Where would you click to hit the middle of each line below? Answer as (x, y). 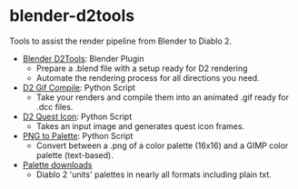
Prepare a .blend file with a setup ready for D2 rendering (142, 68)
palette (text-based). (74, 154)
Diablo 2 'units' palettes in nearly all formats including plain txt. (154, 174)
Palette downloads (57, 164)
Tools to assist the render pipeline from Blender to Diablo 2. (121, 41)
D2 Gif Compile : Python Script (79, 87)
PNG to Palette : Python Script (78, 135)
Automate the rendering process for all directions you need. (148, 77)
